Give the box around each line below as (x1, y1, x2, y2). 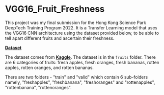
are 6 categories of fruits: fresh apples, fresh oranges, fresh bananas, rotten (5, 59, 160, 65)
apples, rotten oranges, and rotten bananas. (5, 65, 94, 71)
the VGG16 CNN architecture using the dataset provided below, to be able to (5, 30, 159, 36)
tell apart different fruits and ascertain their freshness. (5, 35, 114, 41)
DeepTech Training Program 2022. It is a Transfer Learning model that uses (5, 24, 158, 30)
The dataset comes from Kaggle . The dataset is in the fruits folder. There (5, 54, 156, 60)
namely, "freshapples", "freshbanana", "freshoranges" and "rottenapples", (5, 79, 156, 85)
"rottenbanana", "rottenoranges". (5, 84, 72, 90)
